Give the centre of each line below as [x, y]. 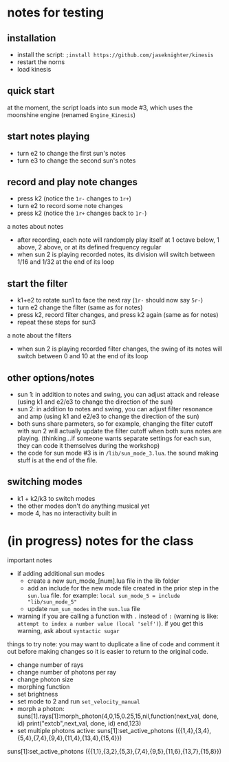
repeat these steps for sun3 [56, 322]
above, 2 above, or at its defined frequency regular [89, 247]
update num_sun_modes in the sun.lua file [84, 608]
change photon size [45, 679]
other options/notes [51, 378]
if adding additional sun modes [61, 573]
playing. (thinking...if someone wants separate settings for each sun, [114, 438]
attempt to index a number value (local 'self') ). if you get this [110, 623]
